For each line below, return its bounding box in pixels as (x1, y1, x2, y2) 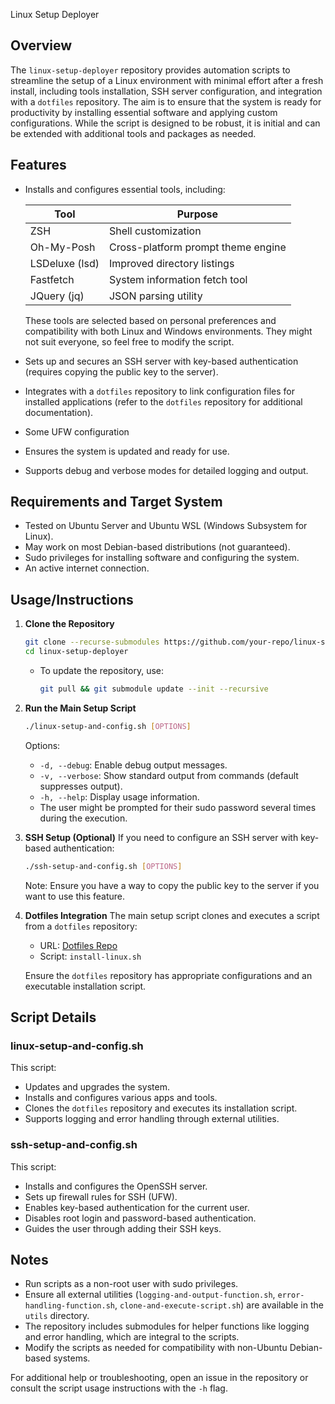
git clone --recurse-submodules (24, 637, 160, 648)
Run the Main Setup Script (24, 702, 137, 714)
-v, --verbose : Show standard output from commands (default (39, 769, 299, 781)
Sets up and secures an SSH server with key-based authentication (24, 355, 299, 367)
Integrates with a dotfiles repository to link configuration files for (24, 385, 295, 397)
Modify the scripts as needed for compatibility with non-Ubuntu (24, 1342, 288, 1354)
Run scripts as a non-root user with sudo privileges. (24, 1278, 239, 1290)
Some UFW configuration (24, 425, 130, 438)
